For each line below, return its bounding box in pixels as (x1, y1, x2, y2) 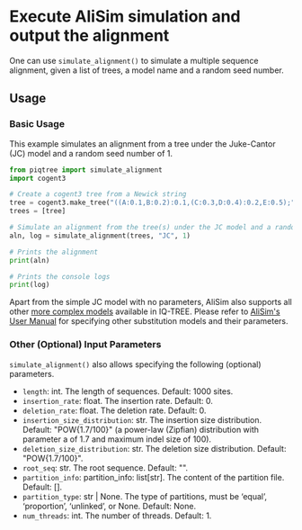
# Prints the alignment (9, 247, 99, 256)
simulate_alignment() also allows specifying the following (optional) (9, 358, 262, 370)
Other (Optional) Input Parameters (9, 338, 162, 351)
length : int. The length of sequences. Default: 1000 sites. (22, 385, 234, 397)
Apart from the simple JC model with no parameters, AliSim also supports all (9, 297, 292, 308)
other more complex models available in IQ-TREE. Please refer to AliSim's (9, 306, 280, 317)
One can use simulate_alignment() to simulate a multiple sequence (9, 55, 259, 66)
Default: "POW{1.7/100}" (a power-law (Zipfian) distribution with (22, 424, 259, 435)
